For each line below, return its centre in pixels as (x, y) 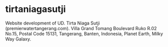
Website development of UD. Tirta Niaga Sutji (53, 23)
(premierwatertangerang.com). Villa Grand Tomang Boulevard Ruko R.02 (81, 28)
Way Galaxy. (18, 39)
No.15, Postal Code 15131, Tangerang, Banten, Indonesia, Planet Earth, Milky (84, 33)
